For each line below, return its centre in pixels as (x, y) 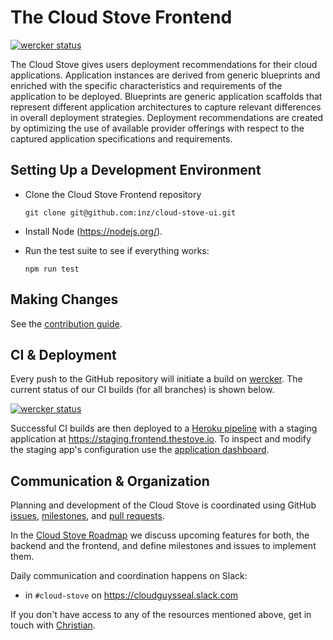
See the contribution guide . (66, 323)
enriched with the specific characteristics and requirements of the (146, 85)
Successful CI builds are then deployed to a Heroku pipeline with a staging (164, 428)
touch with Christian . (53, 625)
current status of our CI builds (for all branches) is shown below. (142, 390)
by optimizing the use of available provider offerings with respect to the (157, 128)
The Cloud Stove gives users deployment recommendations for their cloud (164, 64)
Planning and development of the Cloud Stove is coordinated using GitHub (163, 505)
